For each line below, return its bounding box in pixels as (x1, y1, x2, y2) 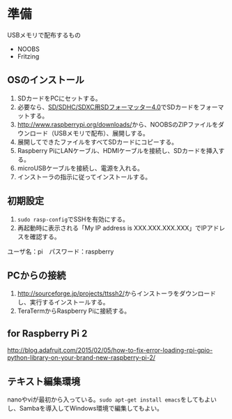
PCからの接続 (7, 270, 66, 281)
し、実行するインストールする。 (17, 298, 109, 307)
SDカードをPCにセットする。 (17, 94, 102, 102)
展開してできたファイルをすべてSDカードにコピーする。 (17, 138, 178, 146)
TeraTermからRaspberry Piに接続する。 (17, 307, 131, 315)
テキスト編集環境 (7, 375, 81, 388)
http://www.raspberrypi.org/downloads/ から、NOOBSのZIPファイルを (17, 120, 218, 128)
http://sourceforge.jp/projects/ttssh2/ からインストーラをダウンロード (17, 289, 217, 297)
